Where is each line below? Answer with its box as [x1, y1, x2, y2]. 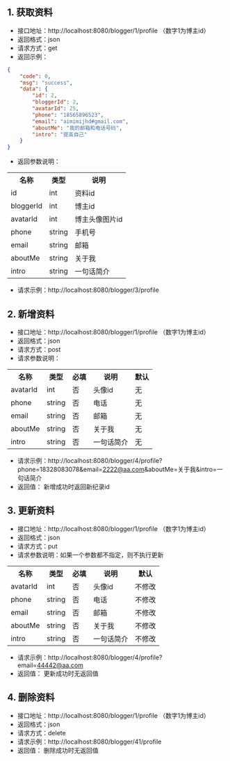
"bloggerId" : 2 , [32, 99, 79, 106]
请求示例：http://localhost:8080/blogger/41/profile [17, 737, 162, 746]
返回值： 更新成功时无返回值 [17, 669, 99, 678]
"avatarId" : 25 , [32, 105, 79, 113]
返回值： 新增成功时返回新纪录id [17, 482, 110, 491]
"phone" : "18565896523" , [32, 111, 104, 118]
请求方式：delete [17, 728, 66, 737]
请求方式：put [17, 541, 58, 550]
